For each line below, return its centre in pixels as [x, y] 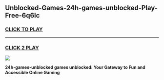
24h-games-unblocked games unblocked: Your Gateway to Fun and [75, 67]
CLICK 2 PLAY [22, 48]
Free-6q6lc [22, 16]
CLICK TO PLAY [24, 30]
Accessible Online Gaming [32, 72]
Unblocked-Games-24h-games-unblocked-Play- [81, 8]
